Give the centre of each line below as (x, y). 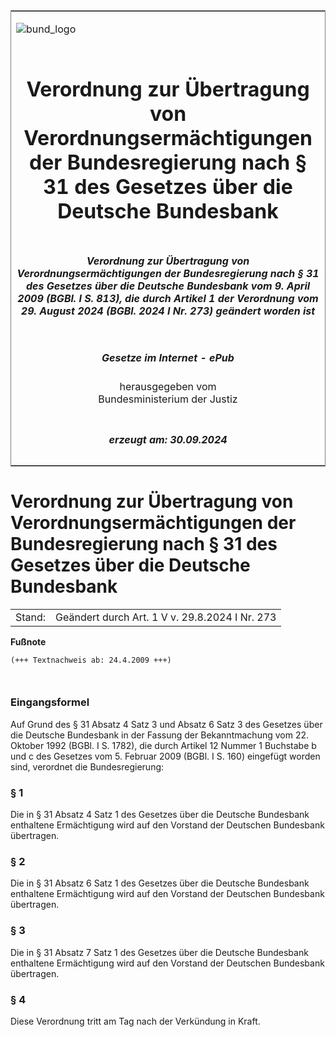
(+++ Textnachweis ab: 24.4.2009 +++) (91, 660)
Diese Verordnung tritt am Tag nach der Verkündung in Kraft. (135, 1021)
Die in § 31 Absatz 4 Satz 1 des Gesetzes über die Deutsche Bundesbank (160, 815)
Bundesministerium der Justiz (168, 399)
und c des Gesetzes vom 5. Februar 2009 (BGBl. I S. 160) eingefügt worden (165, 756)
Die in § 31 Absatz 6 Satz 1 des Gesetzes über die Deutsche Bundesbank (160, 883)
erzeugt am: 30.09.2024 (168, 439)
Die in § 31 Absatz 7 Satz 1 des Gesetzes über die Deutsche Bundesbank (159, 952)
